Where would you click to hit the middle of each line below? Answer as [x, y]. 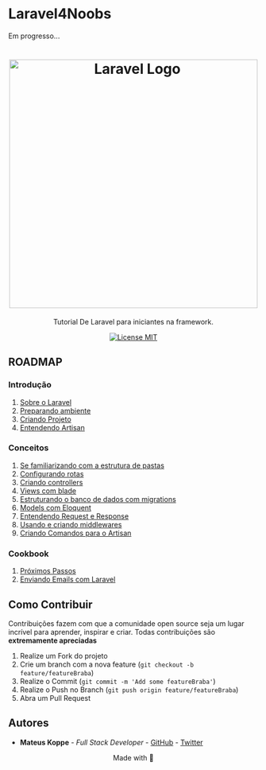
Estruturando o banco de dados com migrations [98, 499]
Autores [29, 723]
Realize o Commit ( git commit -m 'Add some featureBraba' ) [118, 681]
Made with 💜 [133, 757]
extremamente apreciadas [53, 640]
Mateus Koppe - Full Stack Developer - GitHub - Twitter [112, 742]
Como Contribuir [50, 604]
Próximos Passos [48, 571]
